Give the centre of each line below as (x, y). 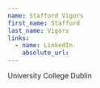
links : (19, 38)
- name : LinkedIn (44, 46)
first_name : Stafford (44, 23)
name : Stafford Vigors (46, 16)
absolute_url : (46, 53)
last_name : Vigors (38, 30)
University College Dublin (50, 76)
